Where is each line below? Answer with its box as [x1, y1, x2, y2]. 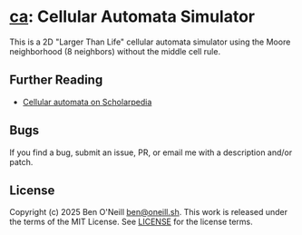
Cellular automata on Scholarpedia [22, 96, 152, 107]
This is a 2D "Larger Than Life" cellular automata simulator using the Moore [9, 36, 291, 47]
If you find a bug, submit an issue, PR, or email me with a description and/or [9, 147, 293, 158]
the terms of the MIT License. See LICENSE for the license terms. [9, 216, 254, 228]
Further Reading [9, 73, 103, 88]
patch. [9, 156, 34, 167]
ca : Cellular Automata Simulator [9, 6, 256, 27]
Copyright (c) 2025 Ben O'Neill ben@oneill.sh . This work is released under [9, 207, 288, 218]
